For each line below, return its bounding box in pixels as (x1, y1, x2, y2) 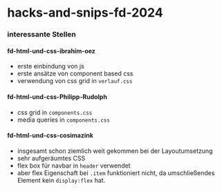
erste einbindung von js (17, 62, 84, 71)
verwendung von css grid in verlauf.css (17, 77, 133, 85)
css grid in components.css (17, 108, 93, 116)
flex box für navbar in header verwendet (17, 161, 131, 170)
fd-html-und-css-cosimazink (7, 131, 93, 140)
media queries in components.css (17, 116, 111, 124)
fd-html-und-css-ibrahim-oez (7, 46, 95, 55)
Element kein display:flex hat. (17, 176, 106, 184)
